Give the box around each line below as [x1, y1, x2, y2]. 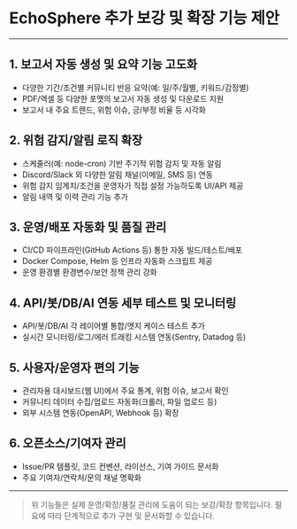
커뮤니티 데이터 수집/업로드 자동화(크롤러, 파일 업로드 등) [21, 396, 217, 407]
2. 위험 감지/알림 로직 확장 [9, 133, 143, 148]
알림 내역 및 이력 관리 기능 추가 [21, 191, 128, 202]
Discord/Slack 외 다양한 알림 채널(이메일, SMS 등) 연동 [21, 169, 214, 180]
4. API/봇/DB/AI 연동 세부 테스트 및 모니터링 [9, 295, 237, 310]
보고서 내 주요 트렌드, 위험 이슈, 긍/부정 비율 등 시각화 [21, 104, 206, 115]
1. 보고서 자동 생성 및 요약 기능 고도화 [9, 57, 198, 72]
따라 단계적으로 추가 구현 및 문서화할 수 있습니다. [47, 510, 215, 521]
